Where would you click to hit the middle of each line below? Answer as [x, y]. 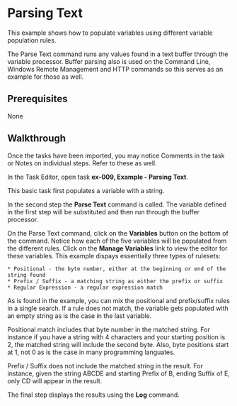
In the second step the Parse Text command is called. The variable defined [117, 204]
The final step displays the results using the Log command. [94, 395]
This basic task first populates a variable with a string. [86, 190]
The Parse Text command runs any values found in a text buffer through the [118, 54]
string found [27, 275]
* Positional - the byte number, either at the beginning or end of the [117, 269]
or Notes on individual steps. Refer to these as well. [82, 163]
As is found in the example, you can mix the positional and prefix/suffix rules [118, 300]
